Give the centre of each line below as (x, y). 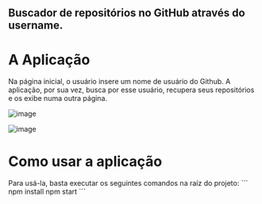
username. (36, 26)
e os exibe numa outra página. (58, 98)
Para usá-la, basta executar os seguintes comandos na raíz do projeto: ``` (128, 183)
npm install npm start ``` (47, 192)
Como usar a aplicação (85, 161)
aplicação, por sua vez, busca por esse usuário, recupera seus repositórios (131, 90)
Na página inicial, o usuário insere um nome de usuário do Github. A (119, 82)
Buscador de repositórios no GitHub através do (127, 13)
